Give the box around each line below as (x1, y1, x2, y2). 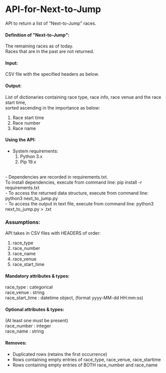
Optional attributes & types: (5, 306, 64, 312)
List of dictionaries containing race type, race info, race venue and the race (5, 94, 161, 100)
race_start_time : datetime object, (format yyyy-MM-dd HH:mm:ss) (5, 295, 143, 301)
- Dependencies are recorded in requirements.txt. (5, 174, 108, 180)
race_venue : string (5, 289, 45, 296)
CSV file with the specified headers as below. (5, 71, 99, 77)
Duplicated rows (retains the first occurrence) (12, 351, 107, 357)
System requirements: (12, 148, 59, 154)
